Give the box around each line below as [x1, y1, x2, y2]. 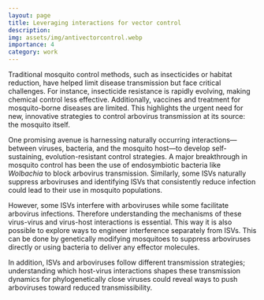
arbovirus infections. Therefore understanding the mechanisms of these [8, 209, 242, 218]
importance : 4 [8, 41, 55, 49]
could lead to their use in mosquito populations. [8, 186, 163, 194]
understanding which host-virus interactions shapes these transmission [8, 266, 241, 276]
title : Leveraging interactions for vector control [8, 19, 181, 27]
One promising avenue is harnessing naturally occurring [8, 135, 191, 144]
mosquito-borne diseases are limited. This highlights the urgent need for [8, 103, 244, 113]
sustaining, [8, 152, 44, 161]
